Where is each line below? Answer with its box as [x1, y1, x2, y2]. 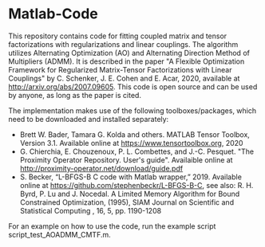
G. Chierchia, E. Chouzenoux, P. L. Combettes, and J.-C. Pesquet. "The [19, 147, 254, 156]
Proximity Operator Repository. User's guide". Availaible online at [19, 155, 233, 164]
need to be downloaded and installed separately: [8, 114, 169, 123]
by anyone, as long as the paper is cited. [8, 90, 142, 100]
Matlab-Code [8, 5, 98, 23]
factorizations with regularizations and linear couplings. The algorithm [8, 39, 239, 49]
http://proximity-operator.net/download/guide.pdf [19, 163, 184, 173]
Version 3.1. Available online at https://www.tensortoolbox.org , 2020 [19, 138, 243, 147]
